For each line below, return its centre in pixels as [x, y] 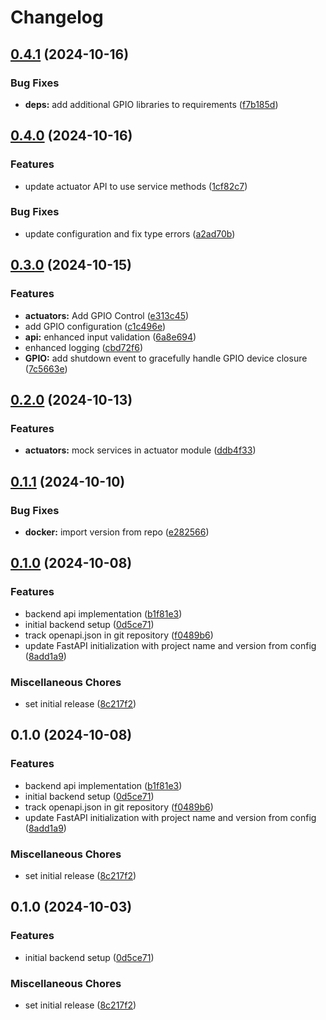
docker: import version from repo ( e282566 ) [117, 532]
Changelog [57, 17]
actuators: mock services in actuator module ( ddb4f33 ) [140, 450]
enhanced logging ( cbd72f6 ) [83, 347]
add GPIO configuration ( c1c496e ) [95, 326]
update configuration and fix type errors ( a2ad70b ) [130, 233]
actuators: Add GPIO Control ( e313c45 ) [107, 315]
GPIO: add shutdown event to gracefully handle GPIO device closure [166, 358]
